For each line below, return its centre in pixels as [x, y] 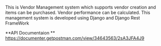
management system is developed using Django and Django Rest [73, 18]
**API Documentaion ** [30, 33]
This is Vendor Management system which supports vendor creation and [80, 7]
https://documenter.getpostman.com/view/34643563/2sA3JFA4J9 [75, 38]
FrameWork [17, 23]
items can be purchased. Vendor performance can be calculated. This [78, 12]
